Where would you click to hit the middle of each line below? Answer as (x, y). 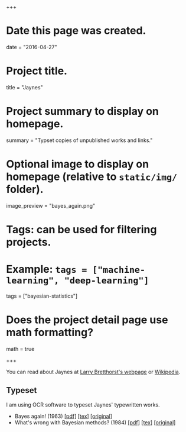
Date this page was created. (76, 31)
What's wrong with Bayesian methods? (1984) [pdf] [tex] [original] (95, 422)
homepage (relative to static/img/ (92, 177)
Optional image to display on (78, 164)
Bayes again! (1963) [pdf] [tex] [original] (63, 416)
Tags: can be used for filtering (81, 229)
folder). (25, 189)
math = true (20, 349)
